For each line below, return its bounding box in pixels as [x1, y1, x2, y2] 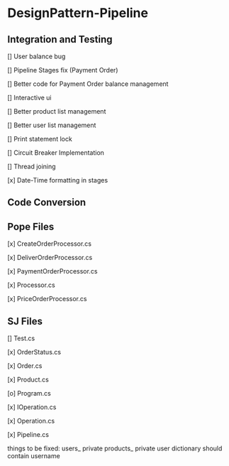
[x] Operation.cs [7, 417, 55, 426]
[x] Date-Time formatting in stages [7, 176, 108, 184]
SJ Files [7, 315, 43, 327]
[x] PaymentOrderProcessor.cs [7, 267, 98, 276]
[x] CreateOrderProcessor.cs [7, 239, 92, 248]
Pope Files [7, 220, 55, 232]
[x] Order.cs [7, 362, 43, 370]
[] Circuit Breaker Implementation [7, 148, 105, 157]
